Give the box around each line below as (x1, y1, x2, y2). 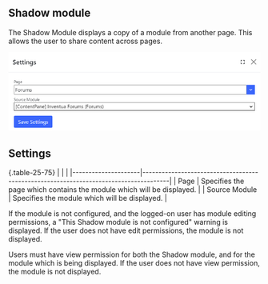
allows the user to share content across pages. (8, 36, 162, 46)
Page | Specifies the (178, 176, 245, 186)
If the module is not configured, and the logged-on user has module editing (8, 209, 257, 218)
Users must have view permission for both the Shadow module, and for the (8, 250, 256, 259)
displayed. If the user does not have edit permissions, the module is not (8, 226, 244, 235)
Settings (8, 146, 52, 160)
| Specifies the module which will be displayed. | (8, 194, 168, 203)
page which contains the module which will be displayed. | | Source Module (8, 185, 258, 194)
